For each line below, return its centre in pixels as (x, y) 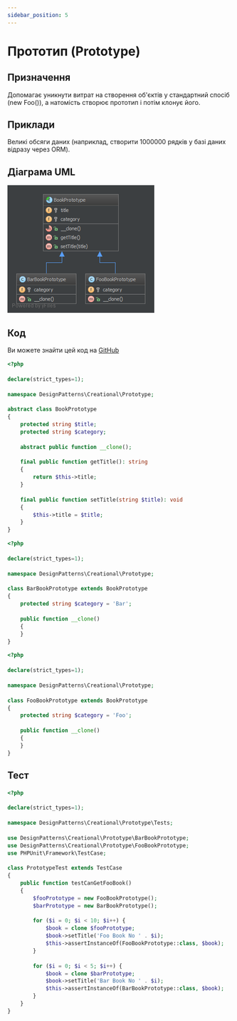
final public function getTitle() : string (84, 462)
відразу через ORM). (39, 149)
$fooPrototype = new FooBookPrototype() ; (95, 898)
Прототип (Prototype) (74, 51)
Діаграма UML (42, 172)
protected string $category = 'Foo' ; (76, 715)
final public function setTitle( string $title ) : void (101, 500)
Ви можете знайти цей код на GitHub (63, 351)
